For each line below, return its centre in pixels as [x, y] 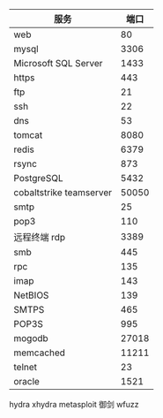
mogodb [31, 338]
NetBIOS [31, 295]
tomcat [28, 135]
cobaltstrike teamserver [63, 192]
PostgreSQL [38, 178]
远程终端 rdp [40, 237]
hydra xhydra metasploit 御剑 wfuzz [74, 404]
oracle [26, 381]
